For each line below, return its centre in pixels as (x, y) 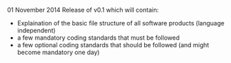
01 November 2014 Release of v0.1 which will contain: (83, 10)
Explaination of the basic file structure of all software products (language (121, 23)
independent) (36, 30)
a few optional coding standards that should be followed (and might (113, 45)
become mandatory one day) (58, 52)
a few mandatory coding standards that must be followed (98, 38)
